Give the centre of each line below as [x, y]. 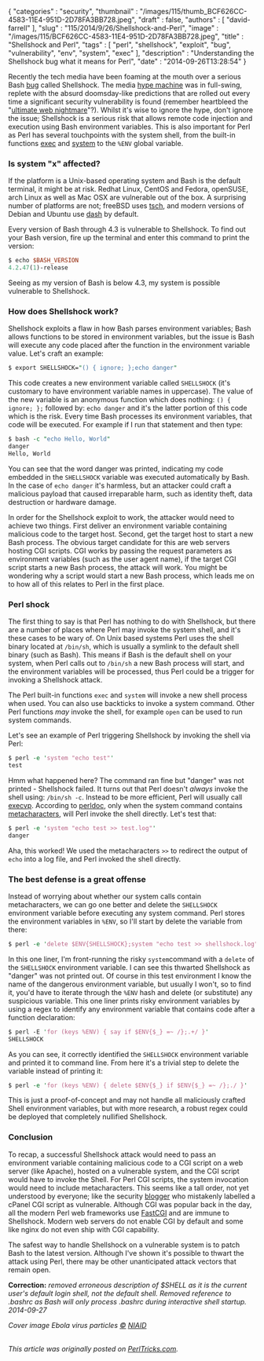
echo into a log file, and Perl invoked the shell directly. [95, 858]
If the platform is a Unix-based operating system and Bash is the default [125, 181]
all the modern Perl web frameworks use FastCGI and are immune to [119, 1213]
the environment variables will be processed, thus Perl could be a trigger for [131, 671]
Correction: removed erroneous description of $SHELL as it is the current [128, 1285]
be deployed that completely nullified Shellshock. [88, 1117]
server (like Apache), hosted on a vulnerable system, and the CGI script [124, 1171]
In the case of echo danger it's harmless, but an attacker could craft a [120, 485]
